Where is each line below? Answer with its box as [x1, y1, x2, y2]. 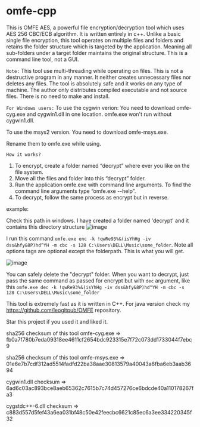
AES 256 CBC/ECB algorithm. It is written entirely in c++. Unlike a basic [6, 30, 181, 37]
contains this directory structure [6, 223, 85, 231]
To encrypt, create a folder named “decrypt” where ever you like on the [14, 162, 190, 169]
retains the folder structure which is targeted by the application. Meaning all [6, 43, 192, 50]
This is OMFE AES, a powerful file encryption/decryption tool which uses [6, 24, 185, 31]
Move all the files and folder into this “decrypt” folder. [14, 174, 146, 182]
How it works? [6, 151, 42, 158]
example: [6, 205, 29, 213]
